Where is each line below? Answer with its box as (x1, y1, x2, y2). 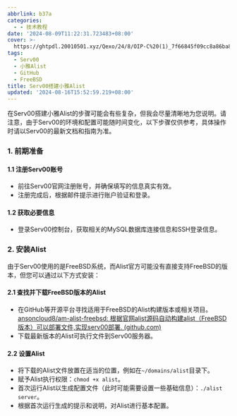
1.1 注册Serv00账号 (7, 165, 63, 173)
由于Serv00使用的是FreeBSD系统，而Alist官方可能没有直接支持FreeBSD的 (7, 262, 222, 270)
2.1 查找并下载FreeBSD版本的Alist (7, 288, 107, 297)
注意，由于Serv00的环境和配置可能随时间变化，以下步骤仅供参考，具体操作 (7, 118, 227, 127)
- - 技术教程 (13, 23, 48, 30)
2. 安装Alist (7, 245, 47, 255)
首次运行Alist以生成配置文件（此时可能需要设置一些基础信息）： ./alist (17, 384, 223, 392)
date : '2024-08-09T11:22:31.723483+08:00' (7, 30, 134, 37)
